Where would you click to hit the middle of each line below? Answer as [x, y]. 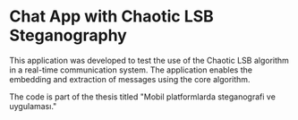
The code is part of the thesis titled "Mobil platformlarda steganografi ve [142, 97]
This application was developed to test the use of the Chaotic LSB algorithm [149, 60]
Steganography [68, 35]
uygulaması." [33, 106]
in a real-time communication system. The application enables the [131, 70]
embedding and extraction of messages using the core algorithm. [130, 79]
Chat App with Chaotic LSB [112, 17]
